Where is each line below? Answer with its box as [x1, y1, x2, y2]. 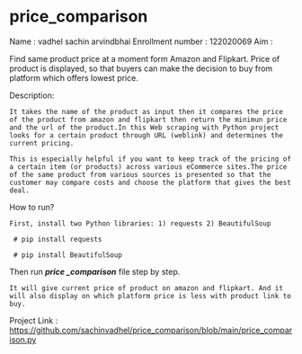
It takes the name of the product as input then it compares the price [9, 107, 283, 116]
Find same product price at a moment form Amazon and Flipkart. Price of [9, 53, 280, 64]
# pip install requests [13, 235, 102, 243]
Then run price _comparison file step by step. [9, 266, 181, 277]
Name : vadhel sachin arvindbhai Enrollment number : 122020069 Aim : [9, 36, 273, 47]
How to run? [9, 201, 55, 212]
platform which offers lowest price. [9, 72, 139, 83]
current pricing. [9, 138, 75, 147]
